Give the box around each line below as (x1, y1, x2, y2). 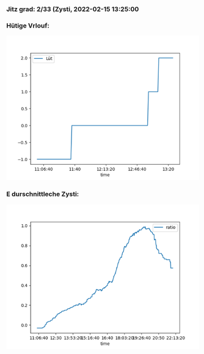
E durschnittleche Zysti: (6, 190, 79, 198)
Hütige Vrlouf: (6, 21, 50, 29)
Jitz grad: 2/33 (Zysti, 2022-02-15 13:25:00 (6, 5, 139, 13)
